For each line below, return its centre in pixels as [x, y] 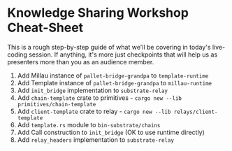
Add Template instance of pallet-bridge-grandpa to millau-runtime [115, 82]
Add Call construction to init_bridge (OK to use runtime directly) [111, 132]
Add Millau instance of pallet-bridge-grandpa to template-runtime [113, 75]
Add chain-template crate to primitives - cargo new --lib [100, 98]
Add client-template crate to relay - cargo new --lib [94, 111]
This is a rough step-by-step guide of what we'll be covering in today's [109, 47]
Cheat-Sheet [45, 28]
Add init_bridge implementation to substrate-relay [92, 90]
